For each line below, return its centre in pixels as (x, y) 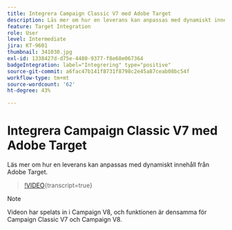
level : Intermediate (37, 39)
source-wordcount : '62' (41, 84)
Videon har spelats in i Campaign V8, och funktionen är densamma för (107, 212)
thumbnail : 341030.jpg (40, 52)
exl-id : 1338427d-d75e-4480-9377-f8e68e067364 (75, 59)
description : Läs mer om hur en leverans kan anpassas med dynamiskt (109, 20)
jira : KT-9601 (28, 46)
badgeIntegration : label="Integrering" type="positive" (89, 65)
